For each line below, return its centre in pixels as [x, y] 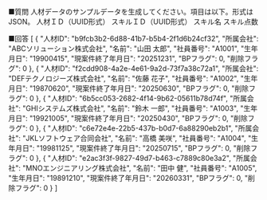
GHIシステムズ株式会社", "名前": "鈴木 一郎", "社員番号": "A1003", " [135, 108]
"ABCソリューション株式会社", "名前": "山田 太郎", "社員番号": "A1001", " [126, 49]
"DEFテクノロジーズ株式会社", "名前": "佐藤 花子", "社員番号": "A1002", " [126, 78]
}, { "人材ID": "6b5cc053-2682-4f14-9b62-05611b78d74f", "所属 [141, 98]
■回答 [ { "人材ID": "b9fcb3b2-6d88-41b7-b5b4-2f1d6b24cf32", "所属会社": [133, 39]
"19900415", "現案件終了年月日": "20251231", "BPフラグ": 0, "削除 [137, 59]
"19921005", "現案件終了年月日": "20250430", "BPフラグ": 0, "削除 [139, 118]
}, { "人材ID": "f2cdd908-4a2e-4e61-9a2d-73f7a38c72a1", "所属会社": [144, 69]
